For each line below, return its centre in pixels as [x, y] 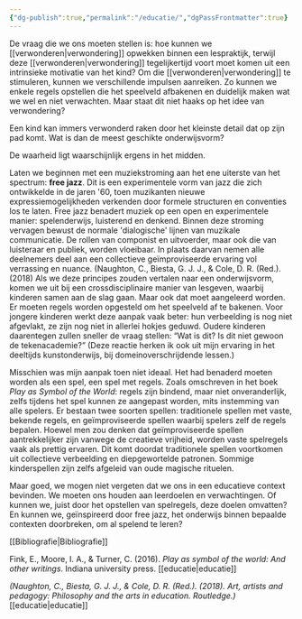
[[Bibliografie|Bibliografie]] [59, 541]
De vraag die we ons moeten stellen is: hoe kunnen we [111, 43]
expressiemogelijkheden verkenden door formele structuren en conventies [148, 201]
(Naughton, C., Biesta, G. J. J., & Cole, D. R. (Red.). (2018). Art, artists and [146, 586]
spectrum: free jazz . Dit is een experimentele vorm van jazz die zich [136, 182]
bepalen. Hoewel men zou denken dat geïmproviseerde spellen [127, 430]
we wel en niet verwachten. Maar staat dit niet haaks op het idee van [137, 101]
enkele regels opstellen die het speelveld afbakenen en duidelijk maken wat [150, 91]
